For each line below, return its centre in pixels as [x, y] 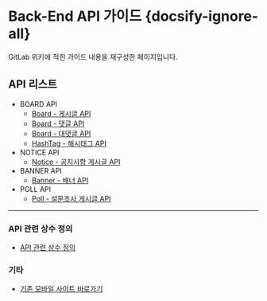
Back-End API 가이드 [75, 16]
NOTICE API [39, 152]
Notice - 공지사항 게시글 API [76, 162]
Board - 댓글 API [58, 123]
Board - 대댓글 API [61, 133]
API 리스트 [33, 84]
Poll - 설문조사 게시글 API [71, 198]
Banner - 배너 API [60, 180]
